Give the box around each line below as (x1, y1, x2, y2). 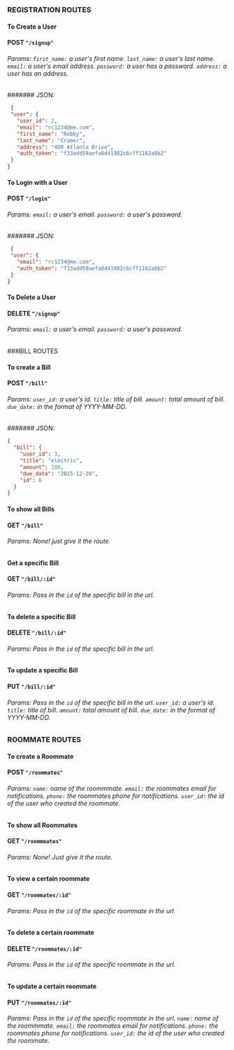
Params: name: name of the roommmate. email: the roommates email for (7, 784, 217, 792)
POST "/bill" (7, 379, 47, 387)
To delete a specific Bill (7, 612, 76, 621)
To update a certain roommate (7, 982, 96, 990)
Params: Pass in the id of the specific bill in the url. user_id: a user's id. (7, 698, 215, 707)
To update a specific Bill (7, 666, 78, 675)
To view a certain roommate (7, 874, 90, 883)
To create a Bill (7, 363, 51, 371)
